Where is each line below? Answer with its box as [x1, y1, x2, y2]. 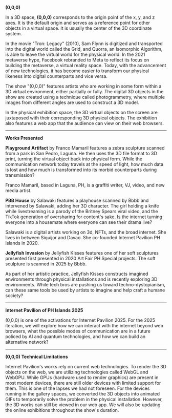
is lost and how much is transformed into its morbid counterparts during [5, 166, 157, 173]
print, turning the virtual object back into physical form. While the [5, 156, 142, 162]
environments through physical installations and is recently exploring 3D [5, 276, 158, 282]
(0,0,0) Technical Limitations [5, 353, 68, 360]
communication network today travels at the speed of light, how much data [5, 161, 164, 167]
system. [5, 31, 22, 36]
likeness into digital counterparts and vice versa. [5, 73, 107, 79]
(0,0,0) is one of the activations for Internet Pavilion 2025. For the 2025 [5, 317, 155, 323]
